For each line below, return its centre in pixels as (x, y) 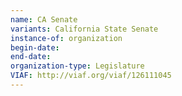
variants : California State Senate (84, 29)
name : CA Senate (44, 19)
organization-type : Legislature (77, 66)
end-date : (31, 57)
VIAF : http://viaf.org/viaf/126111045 (91, 76)
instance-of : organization (66, 38)
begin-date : (35, 47)
